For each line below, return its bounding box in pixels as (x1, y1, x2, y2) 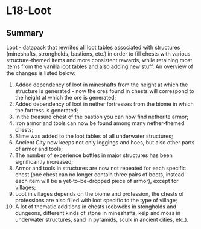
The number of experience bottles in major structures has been (14, 152, 173, 159)
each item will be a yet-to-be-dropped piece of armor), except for (14, 178, 179, 184)
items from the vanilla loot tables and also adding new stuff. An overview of (6, 63, 193, 70)
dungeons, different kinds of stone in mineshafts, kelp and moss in (14, 210, 181, 216)
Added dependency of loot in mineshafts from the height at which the (14, 81, 188, 88)
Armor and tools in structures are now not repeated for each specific (14, 164, 186, 172)
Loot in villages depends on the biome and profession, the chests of (14, 190, 185, 197)
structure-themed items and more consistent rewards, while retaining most (6, 57, 193, 63)
